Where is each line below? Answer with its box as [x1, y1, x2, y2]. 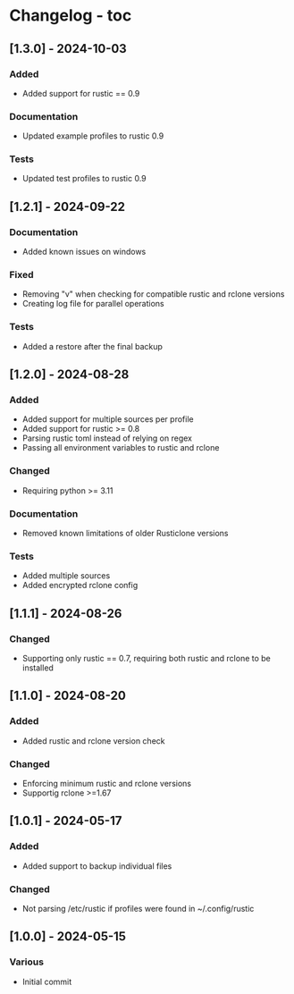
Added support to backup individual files [21, 860, 172, 872]
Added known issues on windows [21, 247, 147, 257]
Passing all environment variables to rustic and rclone [21, 442, 220, 453]
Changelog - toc [9, 5, 132, 26]
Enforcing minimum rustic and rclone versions [21, 779, 192, 788]
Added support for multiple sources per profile [21, 414, 194, 425]
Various [9, 956, 45, 968]
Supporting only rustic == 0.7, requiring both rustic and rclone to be [21, 653, 271, 664]
